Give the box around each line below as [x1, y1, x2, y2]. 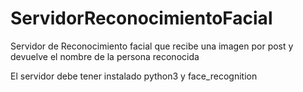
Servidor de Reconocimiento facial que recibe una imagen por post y [10, 40, 294, 52]
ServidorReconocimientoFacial [10, 7, 273, 30]
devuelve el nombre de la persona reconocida [10, 50, 200, 62]
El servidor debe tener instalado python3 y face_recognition [10, 70, 258, 82]
